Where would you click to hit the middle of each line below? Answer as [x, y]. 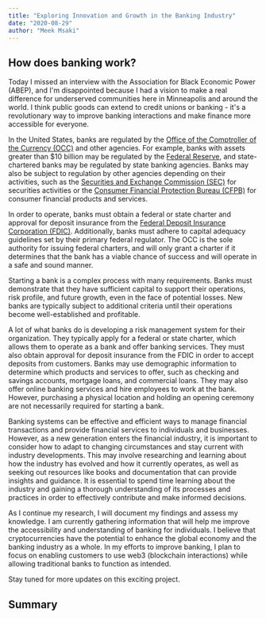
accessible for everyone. [49, 124]
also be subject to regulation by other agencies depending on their [117, 174]
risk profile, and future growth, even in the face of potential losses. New [125, 298]
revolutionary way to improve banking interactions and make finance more [130, 116]
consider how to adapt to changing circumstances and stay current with [126, 447]
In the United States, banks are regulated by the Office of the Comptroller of [132, 139]
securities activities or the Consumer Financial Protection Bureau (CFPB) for [132, 190]
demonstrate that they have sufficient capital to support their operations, [127, 289]
